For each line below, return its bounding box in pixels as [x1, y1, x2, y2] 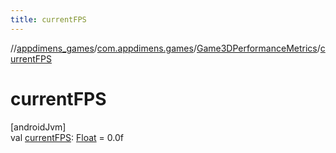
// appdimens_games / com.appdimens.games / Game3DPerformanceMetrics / [10, 42, 321, 54]
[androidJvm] [10, 121, 67, 133]
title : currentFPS [10, 14, 87, 25]
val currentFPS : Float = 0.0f [10, 131, 124, 143]
